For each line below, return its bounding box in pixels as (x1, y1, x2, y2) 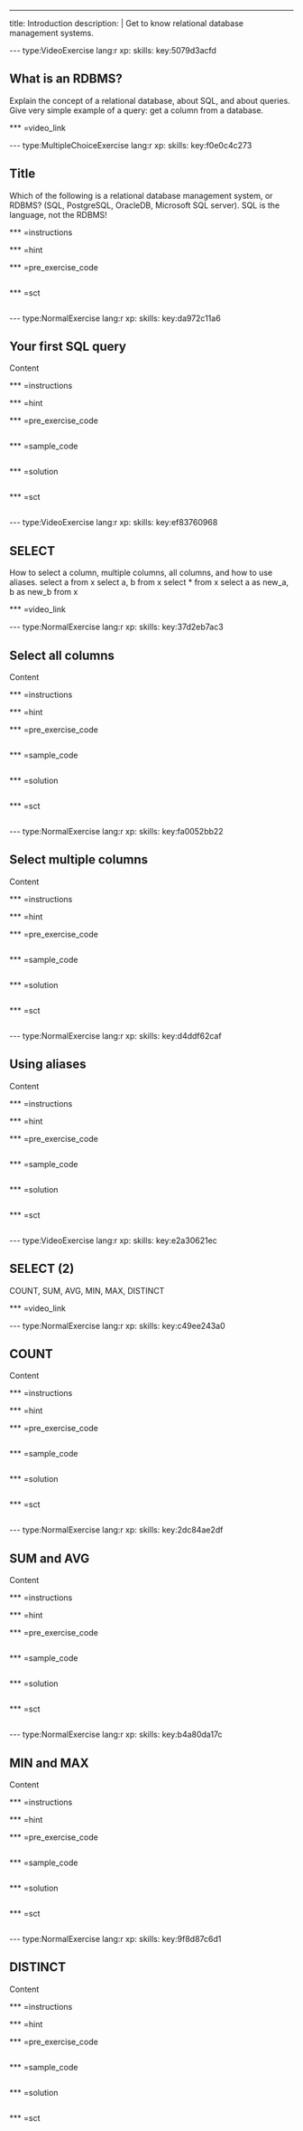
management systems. (9, 28, 95, 38)
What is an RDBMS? (9, 71, 124, 87)
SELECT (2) (9, 1261, 75, 1277)
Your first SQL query (9, 339, 126, 354)
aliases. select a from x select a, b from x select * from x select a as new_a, (9, 577, 289, 588)
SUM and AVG (9, 1551, 90, 1566)
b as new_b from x (9, 587, 78, 598)
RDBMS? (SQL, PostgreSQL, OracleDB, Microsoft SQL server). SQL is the (9, 200, 280, 211)
